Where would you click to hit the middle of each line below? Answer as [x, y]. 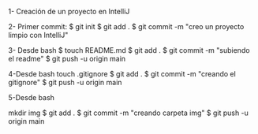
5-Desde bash [32, 97]
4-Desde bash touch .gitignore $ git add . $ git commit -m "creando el [122, 74]
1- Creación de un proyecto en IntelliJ [69, 11]
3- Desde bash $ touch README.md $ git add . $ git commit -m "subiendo [129, 50]
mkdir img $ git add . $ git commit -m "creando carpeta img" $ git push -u [128, 113]
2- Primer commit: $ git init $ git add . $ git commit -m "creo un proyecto [126, 26]
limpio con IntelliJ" [38, 35]
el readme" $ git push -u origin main [67, 59]
